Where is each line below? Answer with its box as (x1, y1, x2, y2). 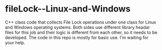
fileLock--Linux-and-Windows (5, 3, 131, 14)
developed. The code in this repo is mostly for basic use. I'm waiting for (5, 35, 149, 40)
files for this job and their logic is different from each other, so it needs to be (5, 29, 158, 35)
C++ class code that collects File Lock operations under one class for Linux (5, 19, 157, 25)
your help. (5, 39, 25, 45)
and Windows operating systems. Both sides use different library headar (5, 24, 150, 30)
